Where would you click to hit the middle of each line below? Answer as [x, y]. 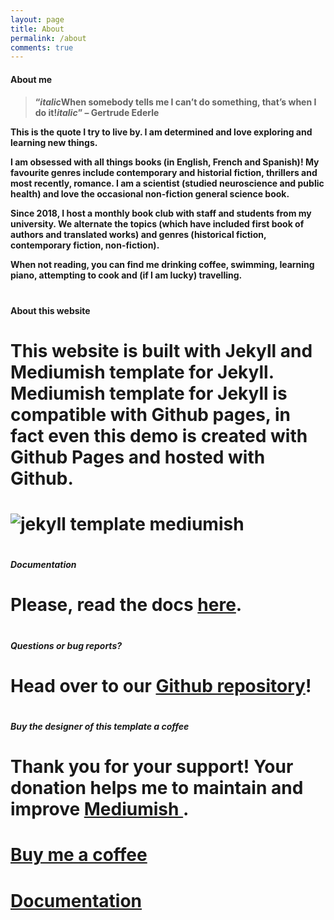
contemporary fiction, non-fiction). [85, 245]
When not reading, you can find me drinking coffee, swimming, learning [162, 265]
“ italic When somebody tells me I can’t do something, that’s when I [175, 102]
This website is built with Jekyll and [161, 350]
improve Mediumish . [100, 809]
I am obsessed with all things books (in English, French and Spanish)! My [165, 162]
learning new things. [54, 143]
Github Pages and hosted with [138, 457]
